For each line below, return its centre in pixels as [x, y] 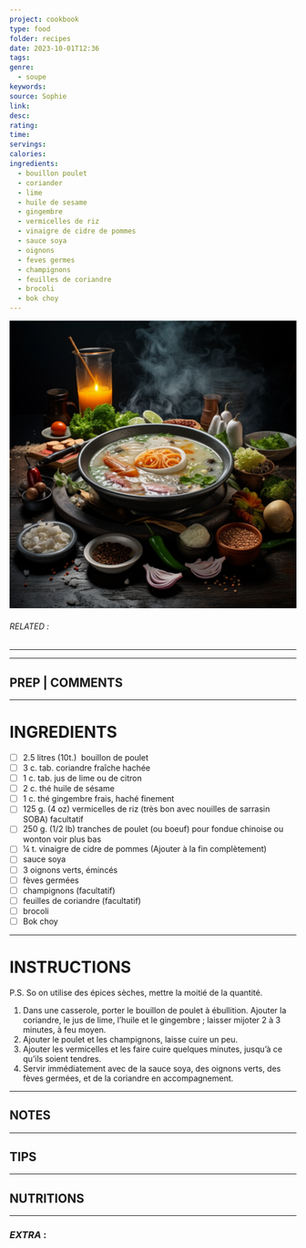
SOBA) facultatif [53, 819]
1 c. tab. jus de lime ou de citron [82, 778]
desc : [20, 115]
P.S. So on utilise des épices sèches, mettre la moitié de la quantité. [136, 992]
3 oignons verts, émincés [70, 870]
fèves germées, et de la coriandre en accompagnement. [128, 1078]
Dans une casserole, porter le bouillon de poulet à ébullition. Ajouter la [154, 1010]
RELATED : [30, 626]
